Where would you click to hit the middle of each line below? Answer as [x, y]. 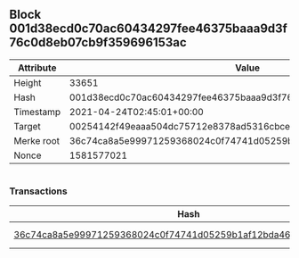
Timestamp [37, 112]
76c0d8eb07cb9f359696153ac [98, 42]
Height [28, 82]
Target [28, 126]
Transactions [39, 191]
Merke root [37, 140]
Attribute [37, 68]
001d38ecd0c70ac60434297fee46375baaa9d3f [148, 29]
